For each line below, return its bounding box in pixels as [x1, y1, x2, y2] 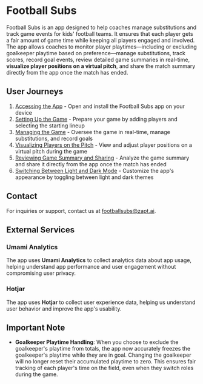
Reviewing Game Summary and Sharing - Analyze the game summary [15, 154, 190, 161]
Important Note [6, 322, 65, 332]
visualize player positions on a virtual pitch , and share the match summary [6, 62, 196, 70]
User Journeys [6, 86, 64, 97]
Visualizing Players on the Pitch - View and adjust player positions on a [15, 141, 193, 149]
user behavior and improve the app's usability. [6, 305, 122, 312]
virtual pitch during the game [15, 147, 88, 155]
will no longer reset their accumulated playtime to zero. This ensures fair [15, 358, 196, 365]
